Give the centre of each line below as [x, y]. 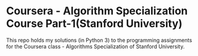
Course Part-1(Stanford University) [94, 24]
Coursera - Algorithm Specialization [97, 11]
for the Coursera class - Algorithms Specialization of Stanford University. [95, 46]
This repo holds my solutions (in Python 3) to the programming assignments [99, 40]
